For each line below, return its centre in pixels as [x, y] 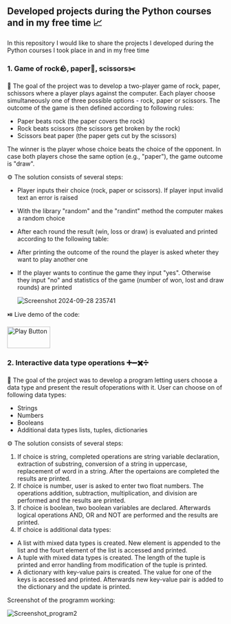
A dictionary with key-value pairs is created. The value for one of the [114, 572]
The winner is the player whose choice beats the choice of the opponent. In [114, 149]
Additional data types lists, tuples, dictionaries [82, 430]
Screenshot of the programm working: [61, 600]
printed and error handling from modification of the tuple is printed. [112, 565]
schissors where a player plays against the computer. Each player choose [111, 93]
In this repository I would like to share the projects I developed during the [111, 43]
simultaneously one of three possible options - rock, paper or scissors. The [114, 101]
